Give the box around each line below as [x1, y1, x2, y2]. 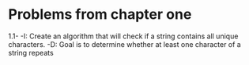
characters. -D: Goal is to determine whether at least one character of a [8, 39, 241, 49]
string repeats [8, 48, 54, 57]
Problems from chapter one [8, 5, 192, 23]
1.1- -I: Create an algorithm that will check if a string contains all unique [8, 31, 239, 41]
